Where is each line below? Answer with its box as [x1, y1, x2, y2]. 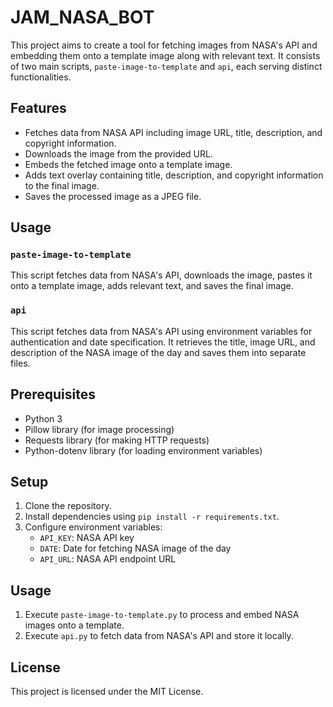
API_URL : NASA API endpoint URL [39, 553, 177, 565]
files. [10, 357, 31, 369]
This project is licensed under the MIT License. [10, 685, 204, 697]
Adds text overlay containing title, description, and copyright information [24, 169, 324, 181]
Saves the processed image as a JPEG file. [24, 190, 202, 202]
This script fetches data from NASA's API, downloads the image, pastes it [10, 269, 313, 281]
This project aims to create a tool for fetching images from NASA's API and [10, 39, 318, 51]
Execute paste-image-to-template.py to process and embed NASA [24, 609, 300, 621]
